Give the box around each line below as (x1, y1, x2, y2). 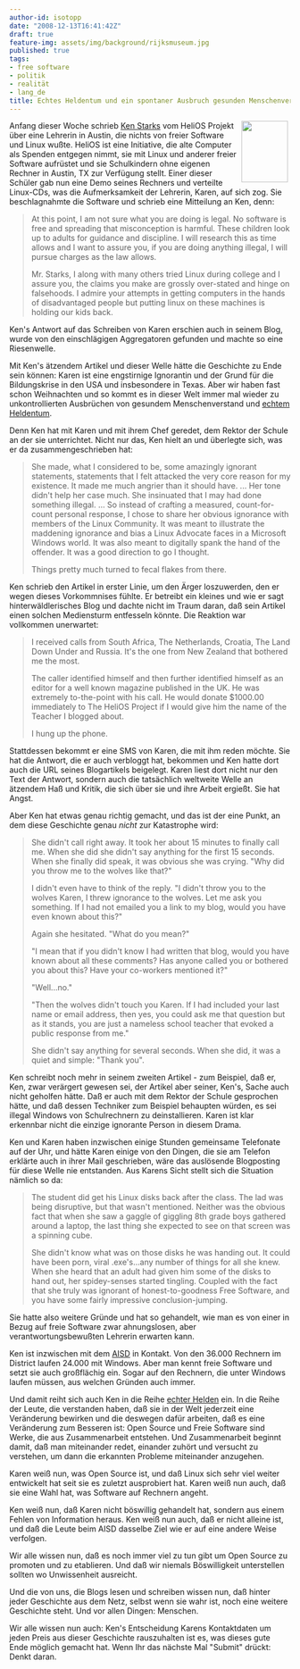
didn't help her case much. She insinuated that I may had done (30, 490, 262, 501)
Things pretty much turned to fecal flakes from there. (30, 564, 228, 575)
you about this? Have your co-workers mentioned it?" (30, 965, 229, 976)
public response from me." (30, 1028, 129, 1039)
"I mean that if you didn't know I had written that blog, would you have (30, 946, 290, 956)
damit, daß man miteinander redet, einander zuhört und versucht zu (9, 1441, 259, 1452)
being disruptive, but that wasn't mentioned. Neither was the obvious (30, 1202, 286, 1213)
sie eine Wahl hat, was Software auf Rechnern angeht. (9, 1488, 209, 1498)
